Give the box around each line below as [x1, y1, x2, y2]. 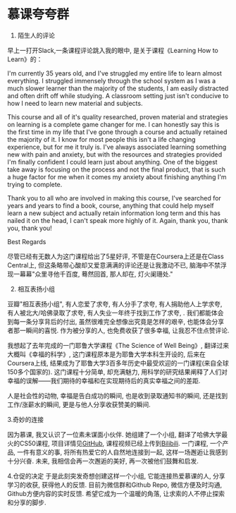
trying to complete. [7, 180, 63, 188]
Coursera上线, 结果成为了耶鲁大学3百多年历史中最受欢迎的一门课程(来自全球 [7, 358, 229, 367]
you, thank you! [7, 224, 53, 232]
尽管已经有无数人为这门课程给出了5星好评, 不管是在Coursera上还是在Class [7, 252, 224, 260]
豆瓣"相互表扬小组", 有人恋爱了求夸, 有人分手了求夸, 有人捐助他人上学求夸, [7, 299, 223, 308]
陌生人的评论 [17, 31, 55, 40]
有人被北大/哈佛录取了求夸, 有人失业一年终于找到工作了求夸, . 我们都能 [7, 308, 211, 317]
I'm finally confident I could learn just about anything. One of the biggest [7, 157, 218, 166]
